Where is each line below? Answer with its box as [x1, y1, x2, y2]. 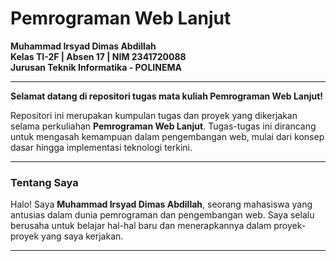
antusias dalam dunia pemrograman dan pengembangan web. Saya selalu [10, 209, 315, 221]
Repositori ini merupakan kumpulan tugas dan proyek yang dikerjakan [10, 109, 298, 121]
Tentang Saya [10, 175, 79, 189]
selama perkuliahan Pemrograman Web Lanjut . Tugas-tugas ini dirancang [10, 120, 317, 132]
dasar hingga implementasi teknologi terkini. [10, 141, 193, 153]
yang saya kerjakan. [41, 230, 124, 242]
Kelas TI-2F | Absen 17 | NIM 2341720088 [10, 50, 187, 62]
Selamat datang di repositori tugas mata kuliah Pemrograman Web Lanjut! [10, 90, 324, 102]
